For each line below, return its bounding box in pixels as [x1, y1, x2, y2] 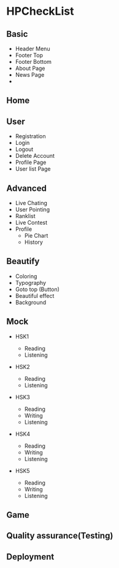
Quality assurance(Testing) [6, 531, 113, 541]
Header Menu [15, 45, 50, 52]
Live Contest [15, 219, 48, 227]
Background [15, 298, 47, 306]
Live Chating [15, 200, 47, 207]
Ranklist [15, 212, 36, 220]
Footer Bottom [15, 58, 52, 65]
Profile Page [15, 158, 47, 166]
